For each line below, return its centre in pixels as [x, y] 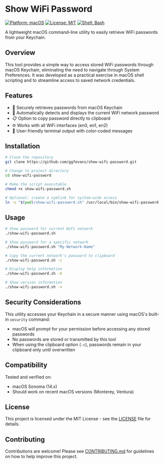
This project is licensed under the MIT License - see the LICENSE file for [78, 419]
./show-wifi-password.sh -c [34, 260]
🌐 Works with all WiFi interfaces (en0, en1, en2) [60, 125]
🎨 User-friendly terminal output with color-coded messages [72, 130]
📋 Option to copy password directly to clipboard [61, 118]
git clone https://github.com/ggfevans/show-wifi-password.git [71, 162]
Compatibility [26, 365]
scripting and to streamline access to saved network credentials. [70, 80]
